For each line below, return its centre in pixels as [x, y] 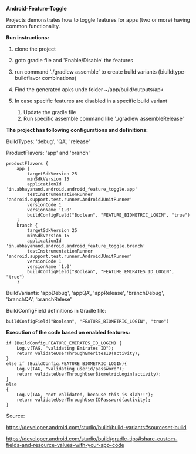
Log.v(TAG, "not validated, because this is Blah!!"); [85, 395]
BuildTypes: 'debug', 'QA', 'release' [48, 141]
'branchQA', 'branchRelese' [39, 299]
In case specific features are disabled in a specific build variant [91, 101]
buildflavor [28, 78]
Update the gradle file [50, 112]
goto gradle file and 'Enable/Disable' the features [74, 60]
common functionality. [33, 26]
